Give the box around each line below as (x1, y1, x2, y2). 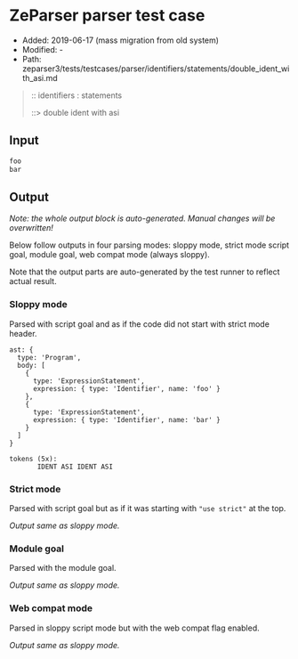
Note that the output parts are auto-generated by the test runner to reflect (9, 266, 280, 277)
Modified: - (21, 44, 64, 54)
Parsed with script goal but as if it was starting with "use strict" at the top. (9, 502, 286, 513)
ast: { (9, 345, 34, 354)
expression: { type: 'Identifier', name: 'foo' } (32, 384, 221, 393)
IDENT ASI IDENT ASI (36, 462, 114, 471)
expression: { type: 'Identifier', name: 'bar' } (32, 415, 221, 424)
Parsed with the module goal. (9, 563, 117, 574)
